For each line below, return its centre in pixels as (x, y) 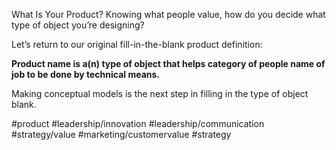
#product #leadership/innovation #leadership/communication (138, 123)
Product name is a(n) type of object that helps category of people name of (168, 63)
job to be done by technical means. (86, 74)
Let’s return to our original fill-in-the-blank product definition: (137, 44)
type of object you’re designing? (78, 25)
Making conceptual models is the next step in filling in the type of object (160, 93)
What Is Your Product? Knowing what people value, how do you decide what (168, 14)
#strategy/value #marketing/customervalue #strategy (121, 134)
